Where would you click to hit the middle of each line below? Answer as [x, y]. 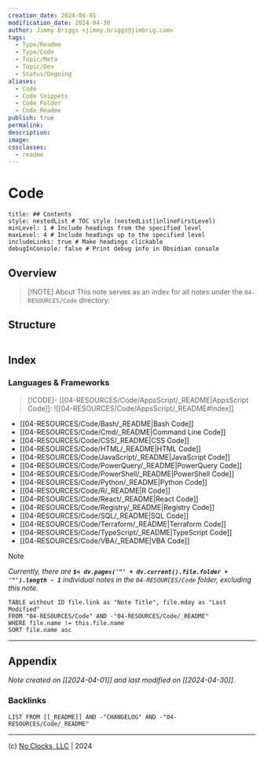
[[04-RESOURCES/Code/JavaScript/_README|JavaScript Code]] [125, 457]
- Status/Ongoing [44, 74]
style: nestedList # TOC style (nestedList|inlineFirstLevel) [112, 221]
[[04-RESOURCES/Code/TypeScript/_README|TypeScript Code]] [126, 532]
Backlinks [27, 701]
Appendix [33, 661]
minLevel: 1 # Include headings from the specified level [105, 228]
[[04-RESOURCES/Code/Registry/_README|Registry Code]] [117, 507]
